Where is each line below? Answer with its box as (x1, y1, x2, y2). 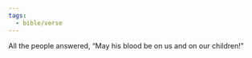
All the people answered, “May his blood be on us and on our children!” (8, 41, 244, 50)
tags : (8, 11, 26, 20)
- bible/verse (15, 19, 63, 27)
